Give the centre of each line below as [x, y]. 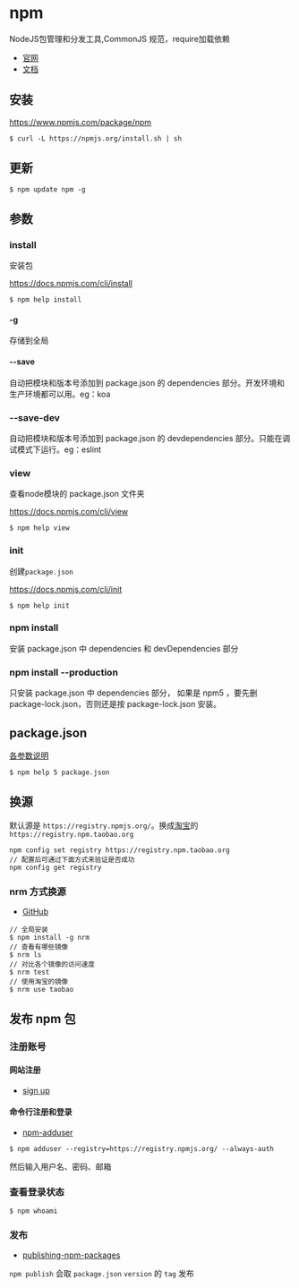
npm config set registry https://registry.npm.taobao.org [120, 850]
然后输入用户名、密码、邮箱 [60, 1166]
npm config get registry [56, 867]
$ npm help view [39, 528]
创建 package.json [41, 571]
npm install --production [64, 672]
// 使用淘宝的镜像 [39, 982]
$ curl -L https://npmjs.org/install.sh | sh [95, 138]
